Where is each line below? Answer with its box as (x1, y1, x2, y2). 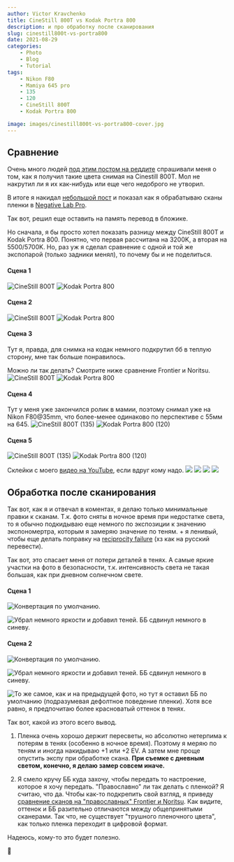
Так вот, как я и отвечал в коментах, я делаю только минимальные (7, 505, 208, 513)
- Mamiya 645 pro (20, 82, 71, 89)
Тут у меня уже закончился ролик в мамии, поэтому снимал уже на (7, 405, 211, 414)
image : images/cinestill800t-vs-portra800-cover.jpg (7, 120, 164, 127)
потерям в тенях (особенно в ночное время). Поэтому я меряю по (17, 739, 217, 747)
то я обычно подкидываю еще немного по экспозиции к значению (7, 520, 206, 529)
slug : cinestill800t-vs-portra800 (7, 29, 108, 37)
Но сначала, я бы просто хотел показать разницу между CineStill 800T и (7, 228, 224, 237)
